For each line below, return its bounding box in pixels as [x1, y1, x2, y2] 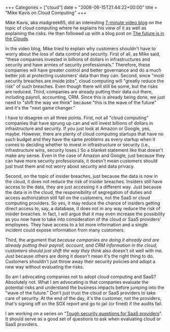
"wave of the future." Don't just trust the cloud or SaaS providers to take [5, 290, 156, 296]
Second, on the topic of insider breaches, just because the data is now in [5, 173, 158, 179]
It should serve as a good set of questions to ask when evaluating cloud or [5, 316, 161, 322]
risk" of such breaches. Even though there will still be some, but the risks [5, 83, 158, 89]
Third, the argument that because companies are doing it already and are [5, 237, 160, 243]
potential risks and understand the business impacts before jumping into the [5, 284, 164, 290]
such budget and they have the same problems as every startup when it [5, 137, 156, 142]
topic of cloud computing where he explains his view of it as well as [5, 25, 147, 31]
